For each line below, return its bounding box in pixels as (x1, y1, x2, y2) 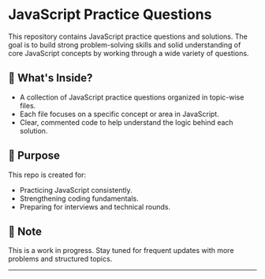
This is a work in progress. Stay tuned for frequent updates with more (8, 246, 234, 255)
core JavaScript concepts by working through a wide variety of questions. (8, 48, 249, 58)
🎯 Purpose (8, 149, 61, 163)
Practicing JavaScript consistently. (19, 185, 132, 194)
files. (19, 100, 36, 110)
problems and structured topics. (8, 254, 113, 264)
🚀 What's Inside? (8, 71, 93, 85)
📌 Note (8, 224, 42, 238)
